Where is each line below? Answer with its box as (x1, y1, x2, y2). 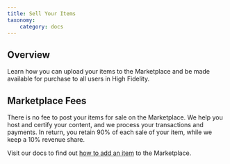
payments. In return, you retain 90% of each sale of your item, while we (7, 128, 213, 136)
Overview (7, 49, 51, 60)
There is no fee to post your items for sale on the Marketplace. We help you (7, 113, 224, 122)
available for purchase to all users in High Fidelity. (7, 74, 150, 83)
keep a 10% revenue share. (7, 136, 85, 143)
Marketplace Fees (7, 95, 87, 106)
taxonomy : (7, 17, 36, 24)
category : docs (19, 23, 64, 30)
